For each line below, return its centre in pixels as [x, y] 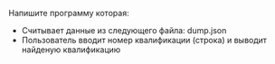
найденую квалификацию [71, 50]
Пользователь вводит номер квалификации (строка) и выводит [144, 40]
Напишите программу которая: [69, 13]
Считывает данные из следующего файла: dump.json [124, 30]
